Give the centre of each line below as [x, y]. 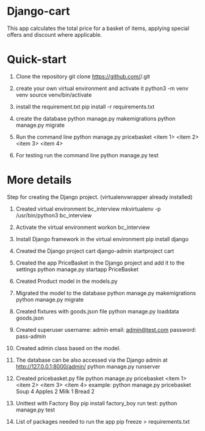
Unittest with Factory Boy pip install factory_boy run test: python [96, 403]
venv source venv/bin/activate [54, 95]
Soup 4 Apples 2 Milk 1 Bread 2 [55, 391]
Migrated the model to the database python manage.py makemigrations [106, 293]
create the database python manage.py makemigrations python [95, 118]
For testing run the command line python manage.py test [87, 155]
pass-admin [31, 336]
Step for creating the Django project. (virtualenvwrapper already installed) [100, 197]
